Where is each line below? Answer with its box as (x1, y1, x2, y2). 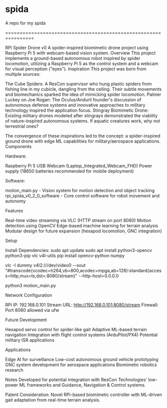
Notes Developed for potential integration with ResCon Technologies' (5, 377, 147, 383)
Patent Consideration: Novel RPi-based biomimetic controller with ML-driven (5, 392, 163, 398)
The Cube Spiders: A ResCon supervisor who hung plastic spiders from (5, 81, 152, 87)
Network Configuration (5, 292, 52, 298)
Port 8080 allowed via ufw (5, 307, 60, 313)
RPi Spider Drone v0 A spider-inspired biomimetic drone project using (5, 44, 149, 50)
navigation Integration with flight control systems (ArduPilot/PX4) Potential (5, 332, 158, 338)
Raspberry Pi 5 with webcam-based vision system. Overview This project (5, 50, 156, 56)
